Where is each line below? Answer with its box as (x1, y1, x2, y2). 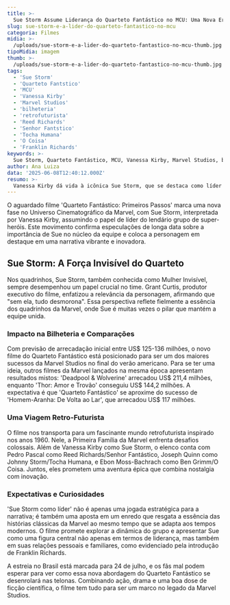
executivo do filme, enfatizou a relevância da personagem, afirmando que (7, 290, 216, 298)
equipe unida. (7, 312, 46, 320)
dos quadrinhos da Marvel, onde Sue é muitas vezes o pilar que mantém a (7, 305, 217, 313)
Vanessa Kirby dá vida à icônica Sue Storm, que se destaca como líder (13, 182, 222, 189)
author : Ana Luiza (7, 163, 60, 170)
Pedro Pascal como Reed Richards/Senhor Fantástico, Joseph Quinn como (7, 450, 218, 458)
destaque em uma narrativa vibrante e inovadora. (7, 237, 146, 246)
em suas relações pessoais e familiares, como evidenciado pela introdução (7, 541, 219, 549)
